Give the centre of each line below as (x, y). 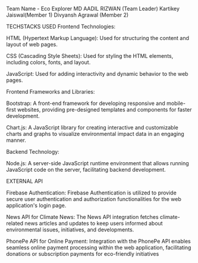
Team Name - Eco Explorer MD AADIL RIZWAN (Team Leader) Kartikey (93, 9)
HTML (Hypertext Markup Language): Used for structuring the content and (98, 38)
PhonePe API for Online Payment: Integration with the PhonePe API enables (99, 241)
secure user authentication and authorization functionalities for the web (94, 199)
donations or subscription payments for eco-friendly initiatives (83, 254)
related (15, 223)
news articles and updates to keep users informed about (94, 223)
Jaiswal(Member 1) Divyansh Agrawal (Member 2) (67, 15)
